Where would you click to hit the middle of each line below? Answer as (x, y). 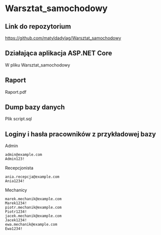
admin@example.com (24, 155)
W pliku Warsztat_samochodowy (38, 65)
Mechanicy (16, 190)
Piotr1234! (16, 212)
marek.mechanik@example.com (33, 199)
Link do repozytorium (38, 26)
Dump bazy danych (35, 107)
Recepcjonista (19, 168)
